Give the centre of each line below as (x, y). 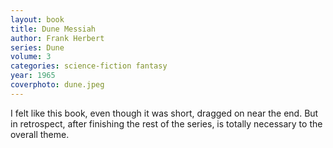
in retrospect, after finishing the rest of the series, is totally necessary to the (166, 123)
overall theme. (40, 134)
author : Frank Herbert (57, 38)
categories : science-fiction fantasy (89, 66)
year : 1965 (33, 76)
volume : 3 (31, 57)
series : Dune (37, 47)
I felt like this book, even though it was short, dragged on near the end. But (164, 113)
